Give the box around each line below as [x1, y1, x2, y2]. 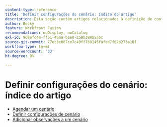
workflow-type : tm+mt [5, 44, 50, 49]
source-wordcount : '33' [5, 49, 55, 54]
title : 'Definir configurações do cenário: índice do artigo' [5, 12, 137, 17]
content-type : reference [5, 7, 57, 12]
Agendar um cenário [12, 106, 55, 112]
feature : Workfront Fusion [5, 26, 61, 31]
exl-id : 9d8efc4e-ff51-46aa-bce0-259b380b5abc [5, 35, 103, 40]
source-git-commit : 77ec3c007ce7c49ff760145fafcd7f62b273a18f [5, 40, 137, 45]
